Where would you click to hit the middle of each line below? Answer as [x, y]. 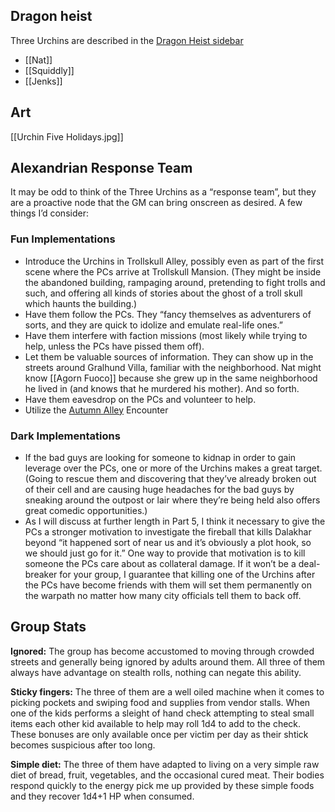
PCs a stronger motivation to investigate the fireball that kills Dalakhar [168, 532]
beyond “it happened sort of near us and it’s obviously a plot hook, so [168, 543]
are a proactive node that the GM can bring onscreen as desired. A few [156, 203]
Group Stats [48, 627]
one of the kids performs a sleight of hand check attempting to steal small [162, 713]
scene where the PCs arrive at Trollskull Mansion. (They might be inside [173, 271]
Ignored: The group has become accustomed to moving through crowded [162, 651]
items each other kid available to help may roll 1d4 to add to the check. [156, 723]
